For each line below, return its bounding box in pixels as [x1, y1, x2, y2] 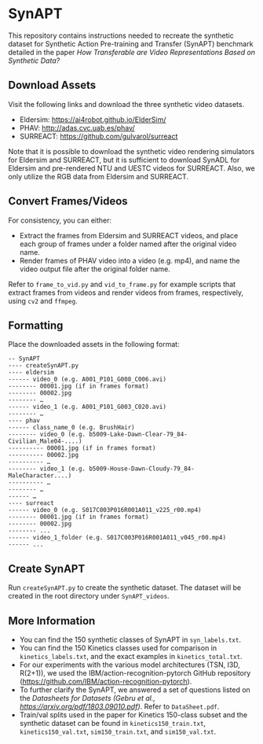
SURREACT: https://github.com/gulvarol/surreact [19, 131, 178, 141]
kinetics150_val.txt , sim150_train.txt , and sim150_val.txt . [19, 727, 217, 736]
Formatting [8, 319, 64, 332]
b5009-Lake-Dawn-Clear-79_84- [89, 430, 188, 439]
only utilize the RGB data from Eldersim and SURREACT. [8, 171, 189, 181]
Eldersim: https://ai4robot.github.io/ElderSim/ [19, 115, 166, 124]
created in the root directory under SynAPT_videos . [8, 591, 170, 601]
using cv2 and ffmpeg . [8, 296, 78, 305]
